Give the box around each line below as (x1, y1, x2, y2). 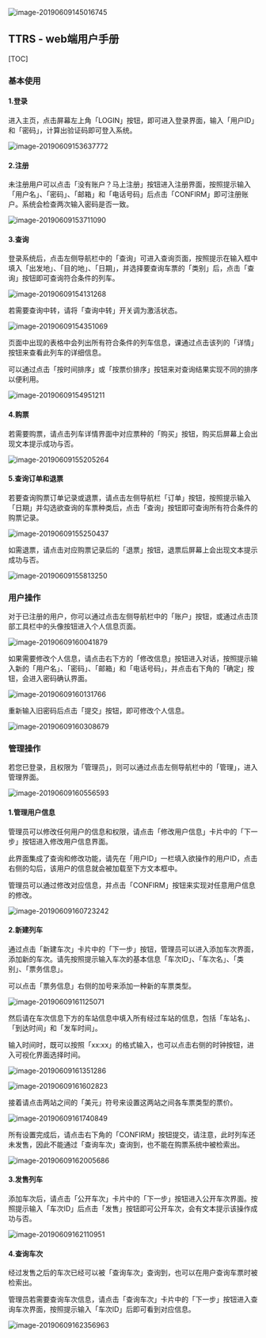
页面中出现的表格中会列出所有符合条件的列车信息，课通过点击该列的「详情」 (8, 338, 258, 348)
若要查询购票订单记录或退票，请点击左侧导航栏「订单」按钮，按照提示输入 (8, 493, 251, 502)
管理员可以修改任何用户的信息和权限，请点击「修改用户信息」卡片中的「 (8, 826, 244, 836)
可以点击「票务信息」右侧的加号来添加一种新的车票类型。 (8, 981, 196, 990)
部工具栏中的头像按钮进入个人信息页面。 (8, 621, 140, 631)
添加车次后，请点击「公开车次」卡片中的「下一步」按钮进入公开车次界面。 (8, 1194, 251, 1203)
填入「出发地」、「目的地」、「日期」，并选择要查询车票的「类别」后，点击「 (8, 263, 248, 273)
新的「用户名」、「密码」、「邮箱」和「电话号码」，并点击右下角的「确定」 (14, 663, 248, 674)
